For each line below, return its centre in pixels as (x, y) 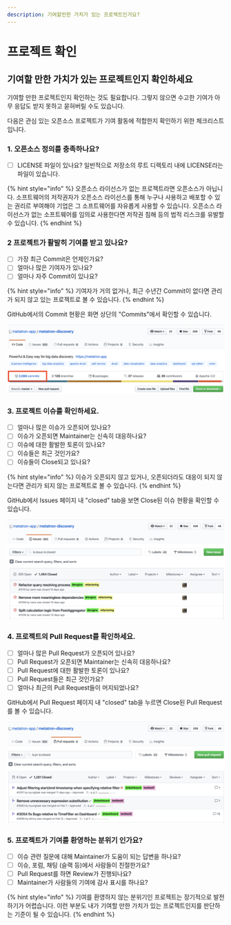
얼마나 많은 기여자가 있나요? (55, 268)
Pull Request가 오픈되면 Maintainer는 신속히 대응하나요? (94, 661)
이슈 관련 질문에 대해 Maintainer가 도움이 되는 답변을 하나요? (99, 856)
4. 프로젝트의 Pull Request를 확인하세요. (71, 637)
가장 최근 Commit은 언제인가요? (60, 259)
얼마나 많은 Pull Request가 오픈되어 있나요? (76, 653)
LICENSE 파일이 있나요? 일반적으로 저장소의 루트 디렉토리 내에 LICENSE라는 (120, 165)
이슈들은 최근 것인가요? (48, 453)
